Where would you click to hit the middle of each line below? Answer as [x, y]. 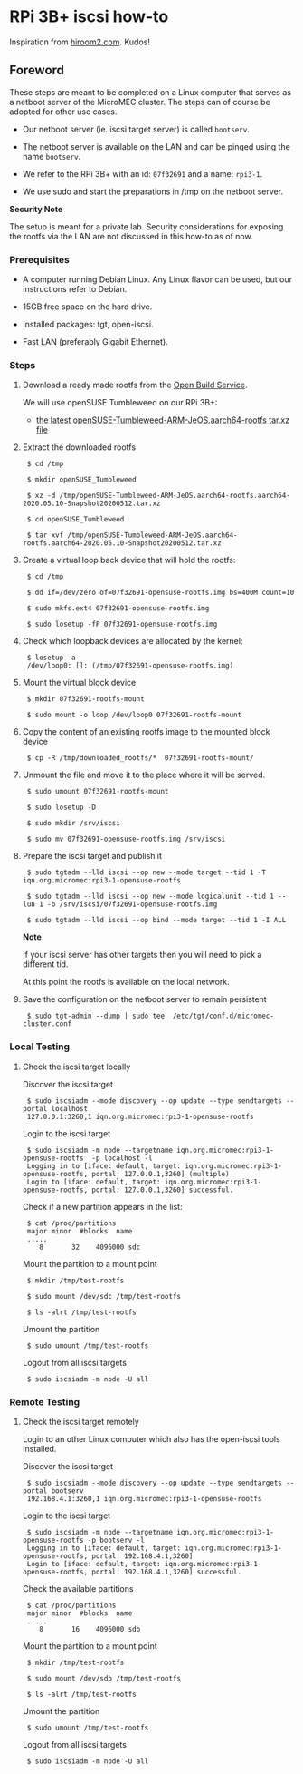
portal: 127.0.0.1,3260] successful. [163, 1190]
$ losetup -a [51, 658]
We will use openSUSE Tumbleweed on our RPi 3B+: [120, 403]
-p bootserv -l [116, 1540]
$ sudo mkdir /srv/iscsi [73, 824]
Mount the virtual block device [79, 683]
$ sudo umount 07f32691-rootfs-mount [98, 792]
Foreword [37, 70]
